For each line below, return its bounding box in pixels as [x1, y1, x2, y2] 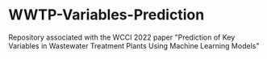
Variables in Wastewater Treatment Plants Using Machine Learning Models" [8, 40, 260, 50]
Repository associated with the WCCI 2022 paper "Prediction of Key [8, 32, 236, 42]
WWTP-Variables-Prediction [8, 6, 205, 24]
